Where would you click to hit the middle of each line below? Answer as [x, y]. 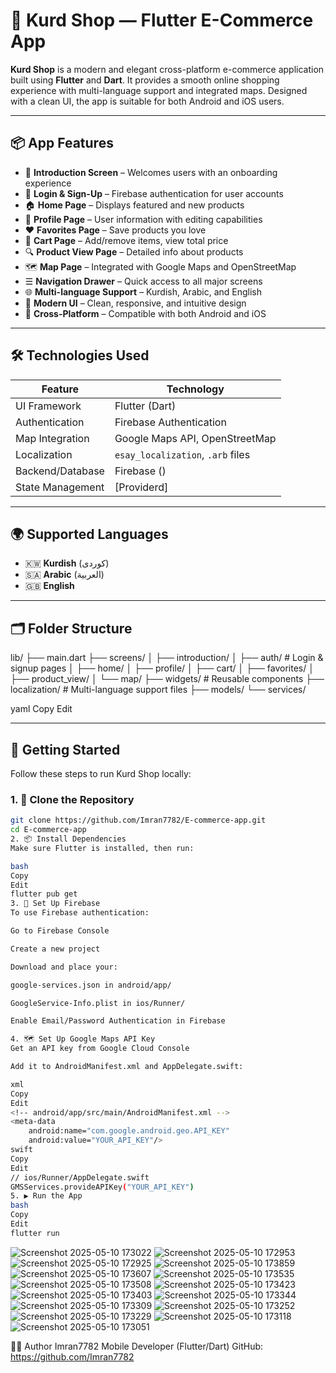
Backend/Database [60, 471]
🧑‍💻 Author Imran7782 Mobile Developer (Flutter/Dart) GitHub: [137, 1346]
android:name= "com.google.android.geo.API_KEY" [129, 1131]
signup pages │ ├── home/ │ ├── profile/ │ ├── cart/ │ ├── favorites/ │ [162, 668]
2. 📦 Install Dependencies [68, 839]
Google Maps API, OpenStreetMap [195, 438]
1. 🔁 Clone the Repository [72, 799]
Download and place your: [64, 967]
